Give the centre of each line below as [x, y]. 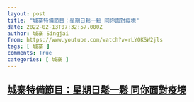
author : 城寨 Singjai [38, 33]
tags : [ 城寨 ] [29, 46]
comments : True [30, 53]
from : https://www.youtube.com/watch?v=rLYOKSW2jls [85, 40]
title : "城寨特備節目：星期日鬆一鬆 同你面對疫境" [73, 20]
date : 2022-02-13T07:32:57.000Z [55, 27]
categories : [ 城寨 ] [38, 60]
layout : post [27, 14]
